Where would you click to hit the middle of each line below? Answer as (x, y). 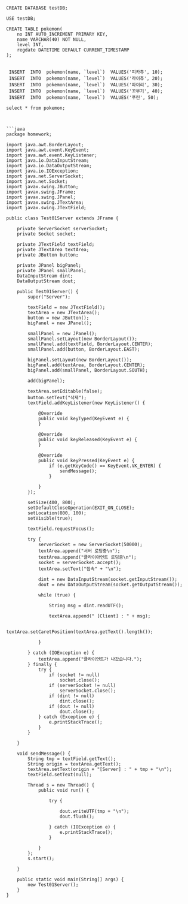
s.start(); (41, 858)
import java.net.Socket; (37, 182)
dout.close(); (77, 712)
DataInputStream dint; (45, 276)
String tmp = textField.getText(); (72, 759)
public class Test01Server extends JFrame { (62, 218)
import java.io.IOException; (42, 171)
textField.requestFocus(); (61, 529)
